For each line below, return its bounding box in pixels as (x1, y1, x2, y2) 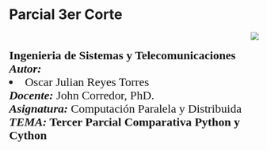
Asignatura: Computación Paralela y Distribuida (9, 101, 242, 115)
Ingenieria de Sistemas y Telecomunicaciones (9, 48, 236, 62)
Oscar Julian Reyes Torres (25, 75, 150, 88)
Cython (9, 128, 48, 142)
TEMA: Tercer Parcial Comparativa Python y (9, 114, 240, 129)
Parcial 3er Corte (9, 6, 123, 24)
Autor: (9, 62, 42, 76)
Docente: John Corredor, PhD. (9, 88, 154, 102)
